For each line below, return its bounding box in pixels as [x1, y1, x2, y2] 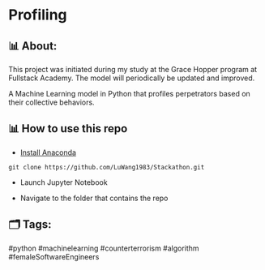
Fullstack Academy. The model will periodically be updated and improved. [8, 73, 255, 83]
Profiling [8, 6, 67, 24]
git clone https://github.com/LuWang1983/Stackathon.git [8, 163, 205, 171]
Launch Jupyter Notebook [19, 177, 108, 187]
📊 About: [8, 39, 58, 53]
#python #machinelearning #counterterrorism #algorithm [8, 243, 200, 253]
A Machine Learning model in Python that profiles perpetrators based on [8, 89, 251, 98]
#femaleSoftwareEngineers [8, 251, 100, 261]
